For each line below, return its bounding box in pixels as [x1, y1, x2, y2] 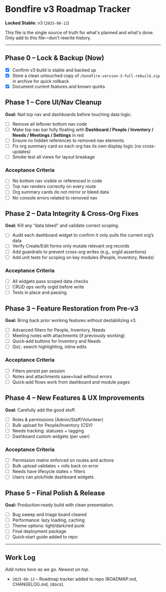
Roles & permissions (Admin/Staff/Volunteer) [12, 416, 104, 422]
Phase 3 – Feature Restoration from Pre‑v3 [5, 304, 139, 313]
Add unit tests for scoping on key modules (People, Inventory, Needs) [12, 254, 154, 260]
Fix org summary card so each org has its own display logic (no [12, 143, 142, 149]
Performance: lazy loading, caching [12, 517, 85, 523]
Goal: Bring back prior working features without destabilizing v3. [5, 317, 137, 323]
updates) [12, 149, 31, 154]
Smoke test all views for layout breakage [12, 154, 95, 160]
